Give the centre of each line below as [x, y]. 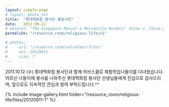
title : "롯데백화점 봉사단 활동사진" [39, 19]
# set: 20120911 [27, 52]
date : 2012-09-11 [26, 24]
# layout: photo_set [27, 15]
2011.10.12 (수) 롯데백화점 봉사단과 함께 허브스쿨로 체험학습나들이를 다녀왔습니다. [84, 72]
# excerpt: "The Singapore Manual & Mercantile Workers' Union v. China [83, 29]
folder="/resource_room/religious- [105, 94]
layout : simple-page [27, 10]
